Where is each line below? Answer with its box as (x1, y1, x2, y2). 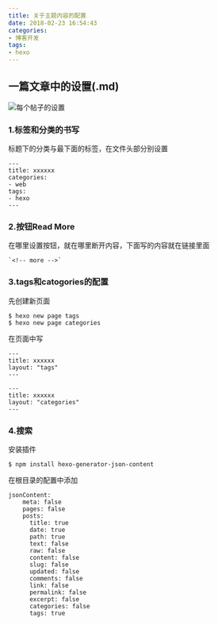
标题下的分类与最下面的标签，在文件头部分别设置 (8, 144, 168, 153)
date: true (29, 526, 66, 534)
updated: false (29, 568, 80, 576)
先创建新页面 (8, 295, 50, 306)
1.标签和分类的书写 (8, 124, 80, 135)
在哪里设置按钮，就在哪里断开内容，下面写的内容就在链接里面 (8, 241, 210, 250)
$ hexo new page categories (8, 318, 101, 326)
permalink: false (29, 588, 87, 596)
